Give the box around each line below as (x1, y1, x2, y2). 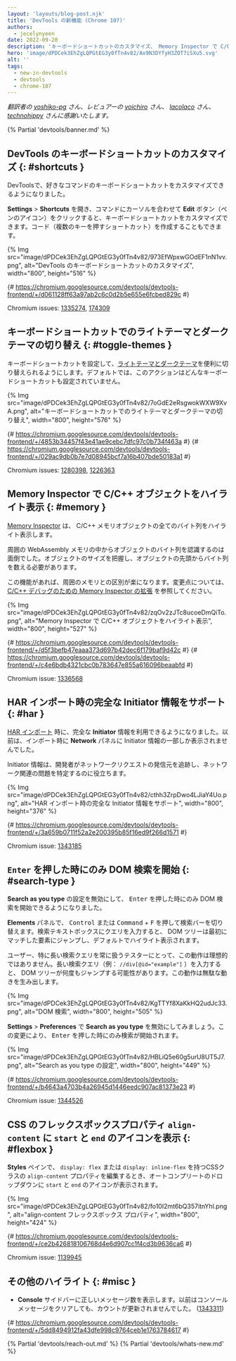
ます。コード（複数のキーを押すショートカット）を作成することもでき (13, 223, 216, 231)
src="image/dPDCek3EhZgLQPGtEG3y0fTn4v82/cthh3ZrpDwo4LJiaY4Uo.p (7, 790, 227, 799)
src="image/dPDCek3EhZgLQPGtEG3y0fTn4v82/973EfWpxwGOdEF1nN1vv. (7, 253, 228, 261)
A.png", (7, 407, 29, 415)
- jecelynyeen (13, 30, 55, 37)
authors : (7, 23, 33, 30)
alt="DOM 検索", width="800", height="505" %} (24, 1007, 163, 1016)
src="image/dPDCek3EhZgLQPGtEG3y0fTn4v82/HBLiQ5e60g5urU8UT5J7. (7, 1053, 226, 1061)
